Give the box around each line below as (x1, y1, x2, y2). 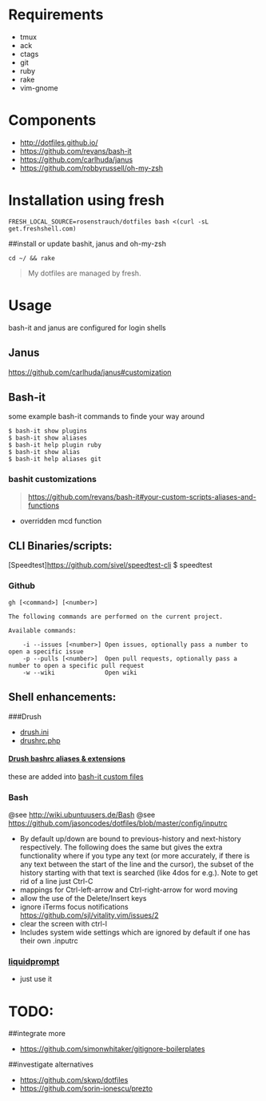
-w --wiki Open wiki (22, 669, 137, 677)
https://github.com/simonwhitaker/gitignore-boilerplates (19, 1044, 205, 1054)
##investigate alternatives (8, 1059, 94, 1070)
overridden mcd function (19, 516, 102, 525)
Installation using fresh (8, 191, 165, 210)
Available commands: (8, 626, 77, 634)
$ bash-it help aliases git (8, 455, 102, 464)
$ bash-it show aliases (8, 434, 88, 442)
